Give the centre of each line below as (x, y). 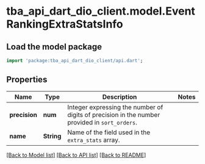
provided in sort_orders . (102, 122)
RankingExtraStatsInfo (65, 24)
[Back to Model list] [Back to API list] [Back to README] (76, 155)
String (52, 136)
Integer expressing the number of (115, 107)
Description (120, 97)
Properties (27, 80)
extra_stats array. (93, 140)
